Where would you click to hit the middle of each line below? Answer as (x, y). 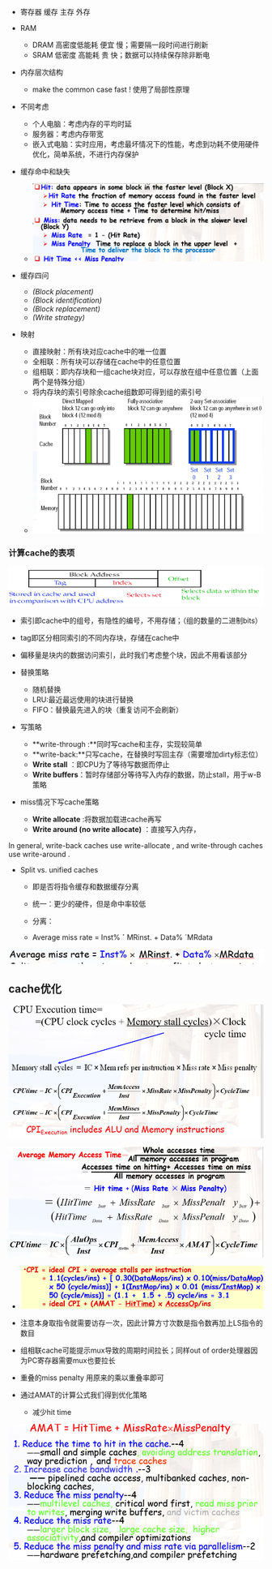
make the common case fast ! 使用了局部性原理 (111, 89)
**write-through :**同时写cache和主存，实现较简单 (117, 744)
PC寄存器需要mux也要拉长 (71, 1360)
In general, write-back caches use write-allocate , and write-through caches (136, 845)
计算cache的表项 (42, 553)
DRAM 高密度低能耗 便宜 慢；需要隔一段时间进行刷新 (120, 45)
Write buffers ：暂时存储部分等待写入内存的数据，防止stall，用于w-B (147, 774)
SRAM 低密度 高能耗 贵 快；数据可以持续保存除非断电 (121, 55)
